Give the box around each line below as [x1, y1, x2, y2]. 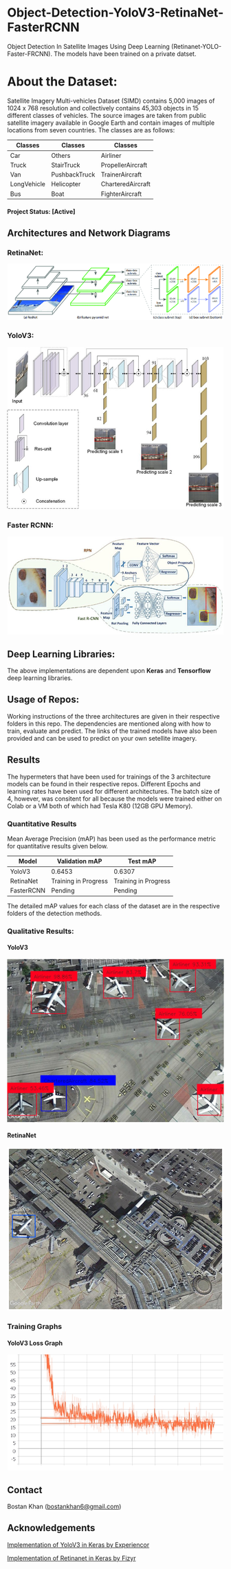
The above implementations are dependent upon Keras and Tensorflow [7, 667, 211, 675]
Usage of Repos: [7, 694, 80, 706]
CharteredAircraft [100, 180, 151, 188]
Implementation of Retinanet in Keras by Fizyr [7, 1554, 136, 1562]
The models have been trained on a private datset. [54, 50, 197, 58]
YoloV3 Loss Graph [7, 1339, 63, 1347]
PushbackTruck [51, 170, 96, 179]
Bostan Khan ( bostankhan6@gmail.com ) [7, 1502, 122, 1510]
